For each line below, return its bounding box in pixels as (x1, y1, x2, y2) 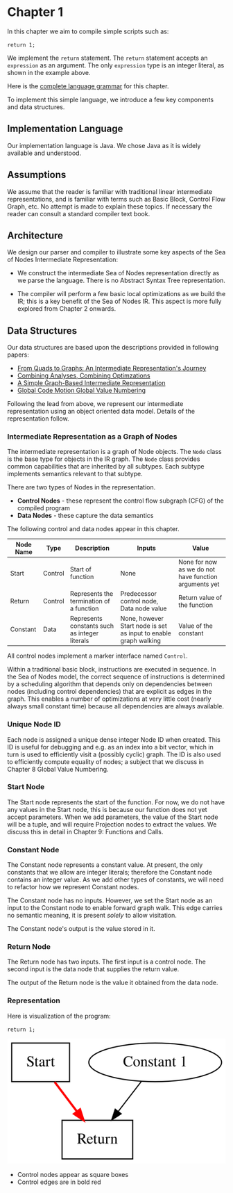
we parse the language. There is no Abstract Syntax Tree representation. (17, 276, 225, 285)
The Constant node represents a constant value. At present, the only (7, 861, 203, 869)
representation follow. (7, 414, 69, 423)
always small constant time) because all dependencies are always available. (7, 702, 224, 711)
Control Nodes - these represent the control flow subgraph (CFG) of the (17, 496, 224, 505)
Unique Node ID (7, 720, 61, 729)
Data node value (120, 604, 167, 612)
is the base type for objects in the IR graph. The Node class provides (7, 455, 200, 463)
